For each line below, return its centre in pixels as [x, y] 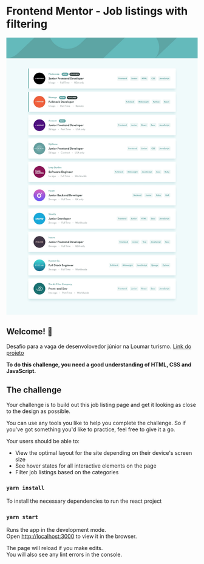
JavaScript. [21, 371]
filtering [27, 24]
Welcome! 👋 [29, 332]
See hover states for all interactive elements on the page [86, 466]
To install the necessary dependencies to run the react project [84, 501]
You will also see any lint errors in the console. [64, 555]
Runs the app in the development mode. [56, 530]
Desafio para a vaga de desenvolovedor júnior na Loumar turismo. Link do [99, 346]
